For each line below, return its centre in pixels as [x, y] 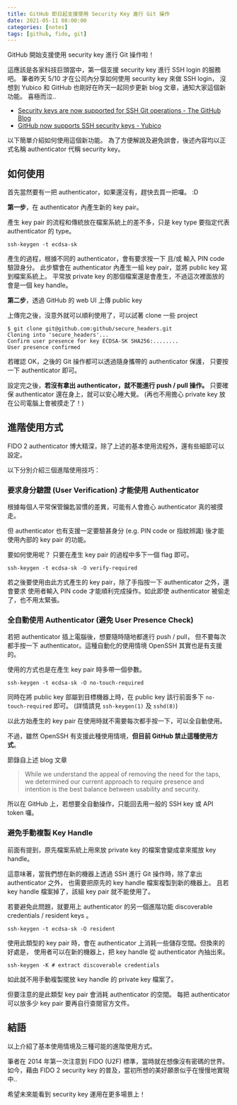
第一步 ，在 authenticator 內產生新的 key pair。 [75, 207]
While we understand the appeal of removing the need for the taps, [122, 774]
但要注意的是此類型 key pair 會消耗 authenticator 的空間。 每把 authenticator [118, 994]
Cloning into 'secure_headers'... [58, 335]
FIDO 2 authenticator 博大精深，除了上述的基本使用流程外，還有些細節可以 [116, 446]
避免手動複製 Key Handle [50, 833]
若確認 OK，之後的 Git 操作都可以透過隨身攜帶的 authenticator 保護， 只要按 [118, 362]
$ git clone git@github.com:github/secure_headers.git [90, 329]
